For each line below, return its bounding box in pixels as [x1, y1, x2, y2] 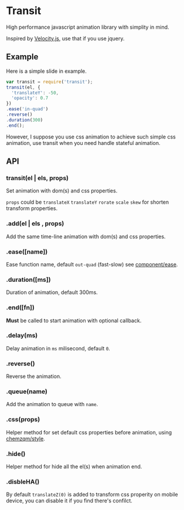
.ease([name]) [6, 248, 48, 256]
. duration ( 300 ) [6, 117, 43, 123]
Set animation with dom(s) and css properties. [6, 187, 118, 194]
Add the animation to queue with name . [6, 401, 98, 408]
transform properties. [6, 205, 58, 212]
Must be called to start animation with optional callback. [6, 317, 142, 324]
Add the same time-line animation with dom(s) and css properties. [6, 233, 166, 240]
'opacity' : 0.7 [11, 95, 49, 101]
